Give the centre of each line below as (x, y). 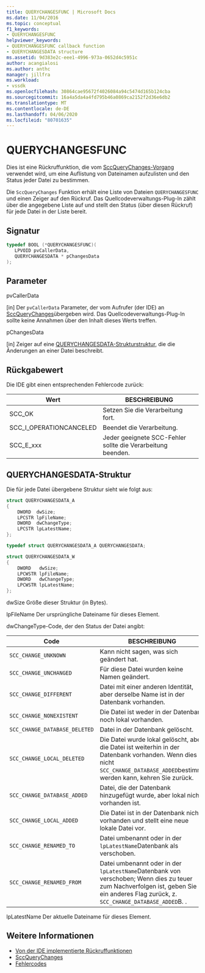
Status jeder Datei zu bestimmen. (48, 180)
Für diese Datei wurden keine (142, 669)
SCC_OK (21, 414)
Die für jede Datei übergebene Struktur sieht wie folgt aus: (80, 489)
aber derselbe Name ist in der (142, 695)
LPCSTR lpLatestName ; (45, 529)
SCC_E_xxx (25, 445)
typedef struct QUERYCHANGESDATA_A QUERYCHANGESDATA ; (76, 546)
